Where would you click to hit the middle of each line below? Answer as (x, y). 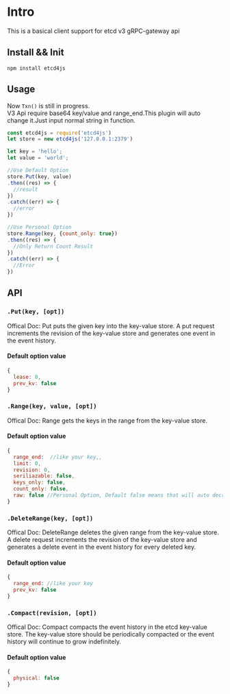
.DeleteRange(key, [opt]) (50, 518)
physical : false (36, 678)
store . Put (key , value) (39, 176)
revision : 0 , (32, 470)
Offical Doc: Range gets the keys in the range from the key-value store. (107, 420)
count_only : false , (41, 489)
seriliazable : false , (44, 476)
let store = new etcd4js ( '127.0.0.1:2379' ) (70, 139)
